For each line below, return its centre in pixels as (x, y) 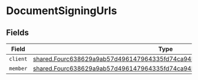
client (18, 59)
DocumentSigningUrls (62, 11)
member (18, 69)
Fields (18, 33)
